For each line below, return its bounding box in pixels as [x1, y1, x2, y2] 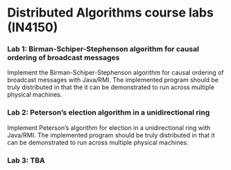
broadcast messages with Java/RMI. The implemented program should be [7, 76, 219, 84]
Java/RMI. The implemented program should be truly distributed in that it [7, 131, 215, 139]
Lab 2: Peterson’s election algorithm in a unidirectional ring [7, 108, 210, 117]
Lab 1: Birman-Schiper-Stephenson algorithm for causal [7, 44, 200, 54]
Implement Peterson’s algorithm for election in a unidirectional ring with [7, 123, 211, 132]
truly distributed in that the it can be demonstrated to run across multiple [7, 83, 215, 91]
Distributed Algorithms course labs [7, 5, 214, 21]
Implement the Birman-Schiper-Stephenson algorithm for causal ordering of [7, 68, 224, 77]
